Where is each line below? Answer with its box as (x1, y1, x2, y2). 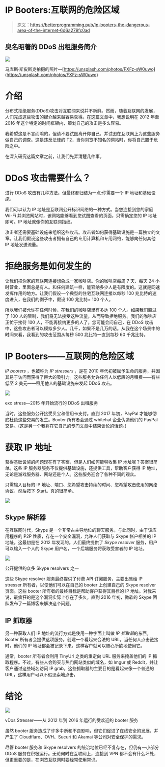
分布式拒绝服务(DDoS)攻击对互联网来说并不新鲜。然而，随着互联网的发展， (5, 108, 158, 113)
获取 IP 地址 (5, 442, 52, 453)
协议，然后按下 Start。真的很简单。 (5, 488, 77, 494)
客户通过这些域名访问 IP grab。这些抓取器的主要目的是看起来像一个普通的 (5, 665, 154, 671)
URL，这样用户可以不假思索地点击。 (5, 672, 79, 678)
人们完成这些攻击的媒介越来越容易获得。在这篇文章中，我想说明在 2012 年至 (5, 114, 160, 120)
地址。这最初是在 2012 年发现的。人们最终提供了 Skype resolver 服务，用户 (5, 540, 158, 546)
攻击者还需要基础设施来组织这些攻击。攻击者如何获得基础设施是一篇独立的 (5, 229, 156, 235)
